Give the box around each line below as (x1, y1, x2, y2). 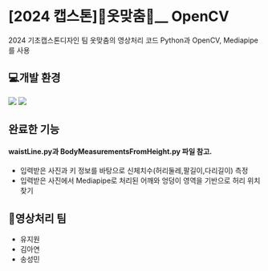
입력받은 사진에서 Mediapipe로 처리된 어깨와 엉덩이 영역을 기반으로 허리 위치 (19, 176, 261, 185)
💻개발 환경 (8, 71, 61, 85)
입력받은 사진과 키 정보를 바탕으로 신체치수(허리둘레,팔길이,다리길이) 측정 (19, 166, 249, 176)
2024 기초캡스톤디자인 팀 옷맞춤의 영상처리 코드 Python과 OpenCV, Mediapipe (8, 35, 258, 45)
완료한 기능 (8, 123, 60, 136)
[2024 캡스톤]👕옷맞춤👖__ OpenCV (8, 7, 229, 26)
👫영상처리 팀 (8, 212, 67, 225)
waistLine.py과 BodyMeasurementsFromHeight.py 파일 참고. (8, 146, 213, 156)
